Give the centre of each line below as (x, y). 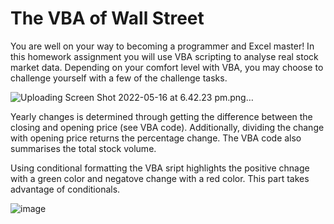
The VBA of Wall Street (107, 18)
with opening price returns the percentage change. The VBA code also (156, 138)
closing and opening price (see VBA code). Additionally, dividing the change (167, 127)
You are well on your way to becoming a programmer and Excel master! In (162, 46)
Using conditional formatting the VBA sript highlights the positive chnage (160, 168)
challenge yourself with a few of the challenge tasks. (119, 78)
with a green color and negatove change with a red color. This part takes (160, 178)
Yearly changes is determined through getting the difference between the (161, 116)
